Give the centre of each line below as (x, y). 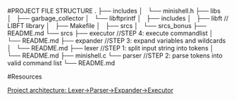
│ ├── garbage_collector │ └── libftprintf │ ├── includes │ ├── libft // (118, 18)
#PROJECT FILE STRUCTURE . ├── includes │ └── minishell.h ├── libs (114, 11)
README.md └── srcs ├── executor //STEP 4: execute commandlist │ (110, 33)
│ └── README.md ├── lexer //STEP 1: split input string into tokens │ (111, 48)
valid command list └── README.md (61, 63)
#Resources (25, 76)
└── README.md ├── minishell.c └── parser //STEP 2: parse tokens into (115, 55)
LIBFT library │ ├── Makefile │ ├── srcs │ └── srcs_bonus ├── (107, 26)
